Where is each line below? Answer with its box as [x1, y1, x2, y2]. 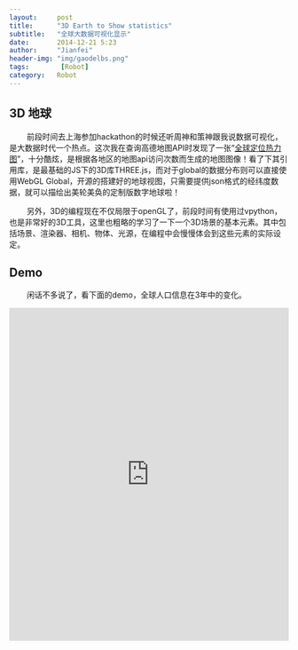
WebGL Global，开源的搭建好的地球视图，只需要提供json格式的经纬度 [16, 175, 271, 186]
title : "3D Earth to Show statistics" [9, 21, 173, 30]
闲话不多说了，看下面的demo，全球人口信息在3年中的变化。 [26, 289, 247, 300]
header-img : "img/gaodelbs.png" [9, 54, 129, 63]
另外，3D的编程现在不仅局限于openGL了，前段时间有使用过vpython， [26, 205, 282, 216]
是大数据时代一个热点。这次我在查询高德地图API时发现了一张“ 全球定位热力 [9, 142, 282, 153]
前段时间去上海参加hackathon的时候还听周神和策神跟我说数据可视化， [26, 131, 283, 142]
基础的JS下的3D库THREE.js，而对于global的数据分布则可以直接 [47, 164, 279, 175]
